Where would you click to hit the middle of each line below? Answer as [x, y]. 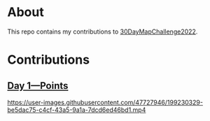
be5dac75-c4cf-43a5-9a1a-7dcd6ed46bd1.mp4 [77, 110]
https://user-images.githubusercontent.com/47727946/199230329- [105, 102]
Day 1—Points [38, 86]
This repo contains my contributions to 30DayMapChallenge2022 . [103, 31]
